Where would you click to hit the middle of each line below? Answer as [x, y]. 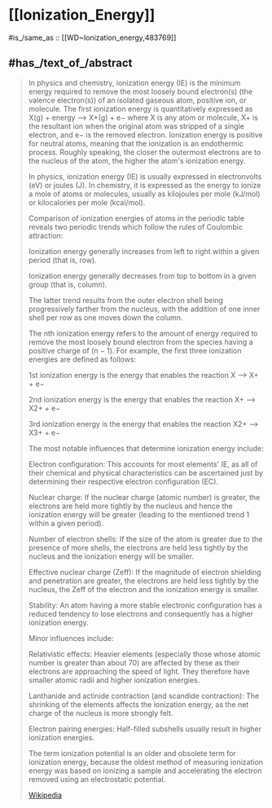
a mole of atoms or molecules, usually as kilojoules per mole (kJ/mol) [144, 194]
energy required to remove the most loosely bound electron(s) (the [140, 91]
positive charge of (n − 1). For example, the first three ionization [135, 350]
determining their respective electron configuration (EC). [123, 481]
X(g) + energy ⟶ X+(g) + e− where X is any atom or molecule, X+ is [143, 117]
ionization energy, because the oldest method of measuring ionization [145, 762]
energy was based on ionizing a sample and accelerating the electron [145, 771]
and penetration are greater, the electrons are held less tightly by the [143, 581]
